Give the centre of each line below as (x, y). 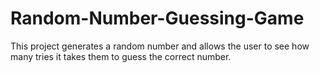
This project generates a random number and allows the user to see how (160, 46)
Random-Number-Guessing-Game (157, 18)
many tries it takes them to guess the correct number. (121, 56)
